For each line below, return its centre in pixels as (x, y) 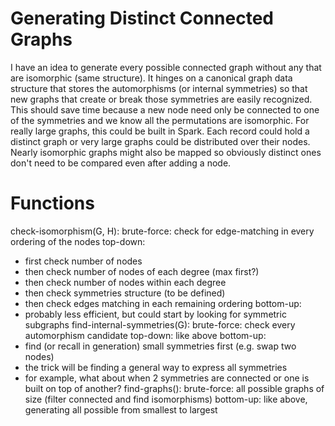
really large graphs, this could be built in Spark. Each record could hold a (160, 131)
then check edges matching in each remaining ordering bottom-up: (163, 303)
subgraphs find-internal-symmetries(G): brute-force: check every (160, 324)
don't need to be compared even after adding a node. (121, 163)
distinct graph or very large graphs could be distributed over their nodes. (160, 141)
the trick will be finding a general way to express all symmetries (156, 367)
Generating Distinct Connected (142, 18)
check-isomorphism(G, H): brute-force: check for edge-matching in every (162, 231)
